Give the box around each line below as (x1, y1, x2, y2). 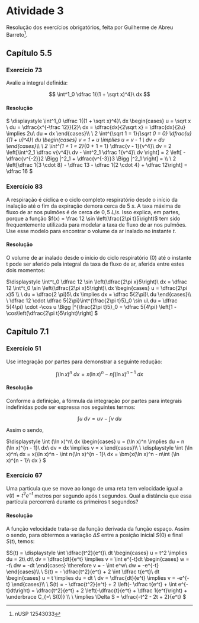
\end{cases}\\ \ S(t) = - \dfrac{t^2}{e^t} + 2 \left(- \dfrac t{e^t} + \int (11, 580, 177, 588)
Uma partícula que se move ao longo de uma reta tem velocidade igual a (6, 485, 183, 492)
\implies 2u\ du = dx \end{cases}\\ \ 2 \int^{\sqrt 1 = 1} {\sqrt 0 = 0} (6, 130, 168, 137)
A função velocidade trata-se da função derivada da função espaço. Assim (6, 525, 190, 532)
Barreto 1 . (6, 30, 28, 38)
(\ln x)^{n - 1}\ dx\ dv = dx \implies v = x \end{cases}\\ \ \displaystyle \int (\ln (6, 444, 193, 451)
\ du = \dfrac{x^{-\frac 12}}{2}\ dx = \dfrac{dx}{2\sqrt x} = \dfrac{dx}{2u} (6, 124, 185, 131)
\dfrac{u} (169, 130, 192, 137)
